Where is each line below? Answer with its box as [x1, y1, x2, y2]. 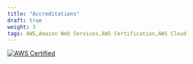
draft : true [7, 17, 42, 24]
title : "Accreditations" [7, 10, 80, 18]
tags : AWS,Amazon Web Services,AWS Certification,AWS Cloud [7, 30, 187, 37]
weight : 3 [7, 23, 36, 30]
